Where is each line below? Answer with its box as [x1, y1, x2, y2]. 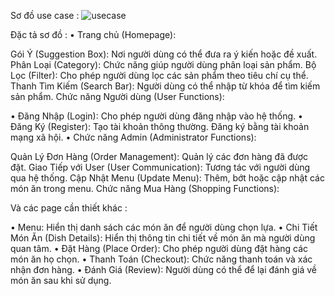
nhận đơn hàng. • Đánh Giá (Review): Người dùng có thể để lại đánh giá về [10, 264, 317, 275]
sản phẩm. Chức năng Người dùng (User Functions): [10, 91, 225, 102]
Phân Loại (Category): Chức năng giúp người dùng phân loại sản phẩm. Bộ [10, 59, 317, 70]
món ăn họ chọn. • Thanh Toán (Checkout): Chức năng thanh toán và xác [10, 253, 313, 265]
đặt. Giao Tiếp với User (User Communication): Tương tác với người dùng [10, 161, 311, 173]
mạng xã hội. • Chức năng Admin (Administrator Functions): [10, 131, 257, 143]
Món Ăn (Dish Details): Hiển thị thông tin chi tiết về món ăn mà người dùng [10, 232, 316, 244]
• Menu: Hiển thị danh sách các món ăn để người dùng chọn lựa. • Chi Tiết [10, 221, 318, 233]
